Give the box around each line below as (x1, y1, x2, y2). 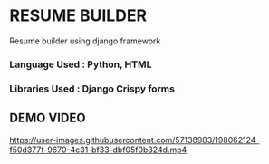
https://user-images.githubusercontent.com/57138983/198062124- (9, 134, 260, 145)
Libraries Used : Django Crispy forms (9, 82, 175, 95)
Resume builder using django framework (9, 35, 161, 46)
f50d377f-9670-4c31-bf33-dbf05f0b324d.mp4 (9, 144, 187, 155)
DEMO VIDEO (9, 111, 86, 126)
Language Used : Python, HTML (9, 58, 152, 71)
